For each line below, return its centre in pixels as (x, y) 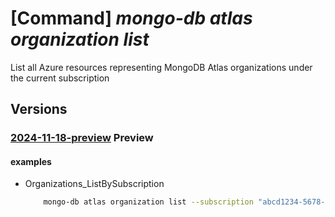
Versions (39, 109)
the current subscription (60, 78)
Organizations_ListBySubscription (94, 184)
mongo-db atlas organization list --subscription (148, 202)
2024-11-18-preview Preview (82, 138)
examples (31, 161)
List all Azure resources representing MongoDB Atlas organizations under (161, 67)
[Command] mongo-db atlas (131, 18)
